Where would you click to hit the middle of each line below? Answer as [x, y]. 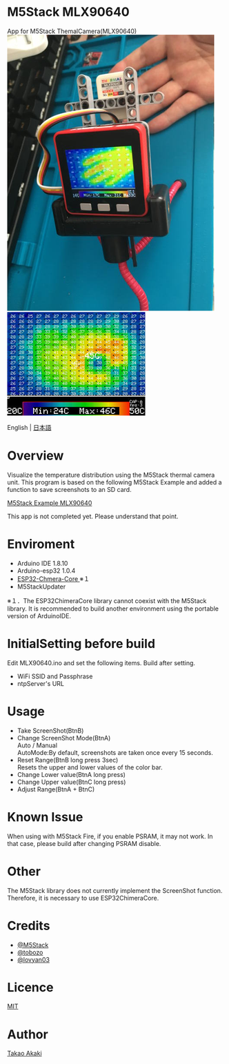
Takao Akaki [25, 1054]
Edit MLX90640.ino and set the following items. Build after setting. [101, 662]
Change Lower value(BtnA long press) [71, 774]
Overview [36, 456]
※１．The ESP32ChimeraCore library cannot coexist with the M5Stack [107, 600]
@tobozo [30, 952]
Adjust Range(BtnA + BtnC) [56, 789]
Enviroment [41, 544]
